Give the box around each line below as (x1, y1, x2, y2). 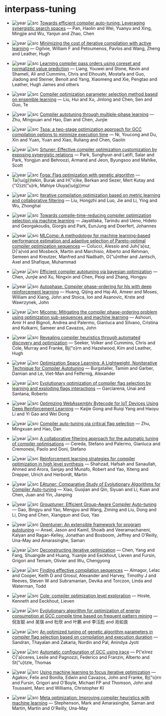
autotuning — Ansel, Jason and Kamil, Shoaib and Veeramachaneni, (11, 527, 151, 533)
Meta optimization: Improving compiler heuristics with (40, 695, 150, 701)
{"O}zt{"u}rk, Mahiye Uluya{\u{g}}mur (11, 182, 90, 188)
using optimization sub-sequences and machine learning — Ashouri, (11, 314, 153, 320)
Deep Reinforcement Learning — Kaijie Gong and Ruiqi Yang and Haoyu (11, 405, 159, 411)
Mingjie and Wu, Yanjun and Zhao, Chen (11, 30, 94, 36)
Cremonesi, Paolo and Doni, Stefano (11, 446, 86, 452)
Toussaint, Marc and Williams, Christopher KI (11, 685, 104, 691)
